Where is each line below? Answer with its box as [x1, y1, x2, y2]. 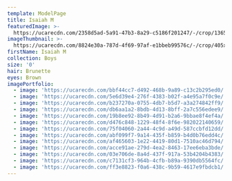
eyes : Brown [7, 74, 41, 81]
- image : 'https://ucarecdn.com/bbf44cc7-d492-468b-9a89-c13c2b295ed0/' [13, 87, 227, 94]
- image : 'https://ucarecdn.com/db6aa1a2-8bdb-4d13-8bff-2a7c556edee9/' [13, 106, 227, 113]
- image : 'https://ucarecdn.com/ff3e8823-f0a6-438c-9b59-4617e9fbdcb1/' [13, 163, 227, 171]
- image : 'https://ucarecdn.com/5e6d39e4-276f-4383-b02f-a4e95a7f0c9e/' [13, 94, 227, 100]
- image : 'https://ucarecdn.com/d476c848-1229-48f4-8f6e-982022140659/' [13, 118, 227, 126]
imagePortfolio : [7, 81, 54, 87]
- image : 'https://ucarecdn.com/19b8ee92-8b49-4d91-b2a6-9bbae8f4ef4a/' [13, 112, 227, 119]
